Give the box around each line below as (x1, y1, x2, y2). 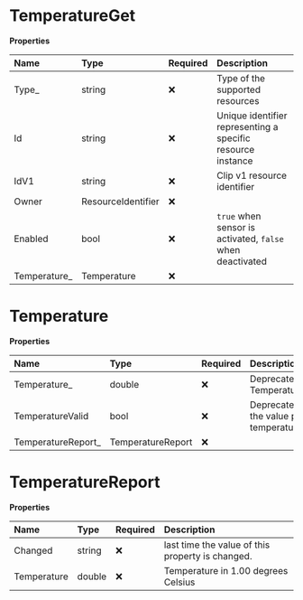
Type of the (216, 71, 266, 84)
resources (216, 94, 260, 107)
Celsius (163, 576, 196, 588)
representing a (216, 120, 279, 133)
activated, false (216, 232, 284, 245)
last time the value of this (163, 539, 271, 551)
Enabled (14, 232, 49, 245)
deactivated (216, 255, 268, 267)
